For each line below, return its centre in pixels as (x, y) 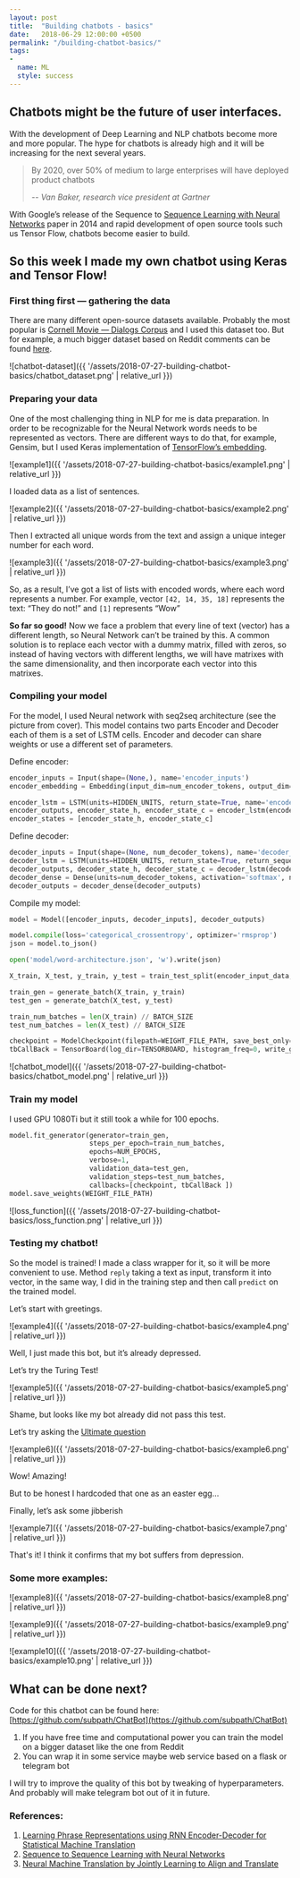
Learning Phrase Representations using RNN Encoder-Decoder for (144, 1835)
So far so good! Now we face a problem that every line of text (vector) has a (150, 625)
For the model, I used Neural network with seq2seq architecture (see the (143, 715)
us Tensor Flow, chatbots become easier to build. (100, 233)
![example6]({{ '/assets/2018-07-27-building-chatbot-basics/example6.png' (149, 1449)
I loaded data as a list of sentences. (75, 491)
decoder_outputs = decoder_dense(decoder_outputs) (105, 886)
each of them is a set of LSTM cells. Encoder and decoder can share (135, 734)
